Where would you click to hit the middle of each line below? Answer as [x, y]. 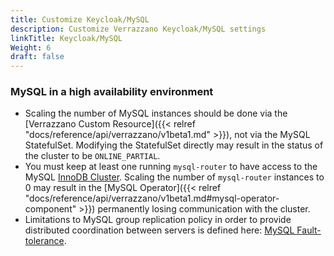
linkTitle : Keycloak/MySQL [66, 38]
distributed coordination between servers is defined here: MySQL [159, 230]
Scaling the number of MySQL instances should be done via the [156, 113]
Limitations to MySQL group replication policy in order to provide [158, 220]
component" [50, 209]
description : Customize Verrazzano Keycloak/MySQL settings [138, 29]
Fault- [309, 230]
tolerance [44, 241]
